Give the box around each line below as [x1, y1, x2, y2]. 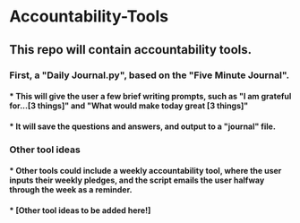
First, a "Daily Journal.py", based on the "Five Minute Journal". [9, 69, 289, 81]
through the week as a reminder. [9, 184, 133, 195]
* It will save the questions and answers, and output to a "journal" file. [9, 121, 276, 132]
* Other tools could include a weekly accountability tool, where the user [9, 166, 282, 176]
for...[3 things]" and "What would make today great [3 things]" [9, 100, 249, 111]
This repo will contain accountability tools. [9, 42, 253, 57]
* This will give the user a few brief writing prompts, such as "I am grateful [9, 91, 292, 102]
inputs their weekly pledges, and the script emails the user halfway [9, 175, 265, 185]
